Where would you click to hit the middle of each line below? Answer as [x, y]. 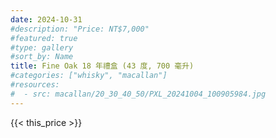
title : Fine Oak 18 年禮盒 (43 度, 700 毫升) [102, 66]
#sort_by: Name [42, 57]
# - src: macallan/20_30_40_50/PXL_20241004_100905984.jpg [138, 94]
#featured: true [44, 38]
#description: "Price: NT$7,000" [80, 29]
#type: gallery [42, 47]
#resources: [35, 85]
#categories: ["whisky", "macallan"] [89, 76]
